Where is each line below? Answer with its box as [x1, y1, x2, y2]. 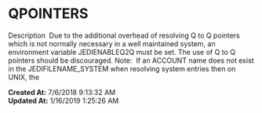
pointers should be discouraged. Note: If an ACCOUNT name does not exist [8, 56, 254, 65]
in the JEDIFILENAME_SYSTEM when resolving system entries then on [8, 64, 236, 73]
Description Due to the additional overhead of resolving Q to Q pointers [8, 31, 241, 40]
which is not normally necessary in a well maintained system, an [8, 38, 216, 48]
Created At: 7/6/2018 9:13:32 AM [8, 87, 116, 97]
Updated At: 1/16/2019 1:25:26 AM [8, 96, 119, 105]
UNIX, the [8, 72, 40, 82]
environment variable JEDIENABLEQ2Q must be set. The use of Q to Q [8, 47, 236, 56]
